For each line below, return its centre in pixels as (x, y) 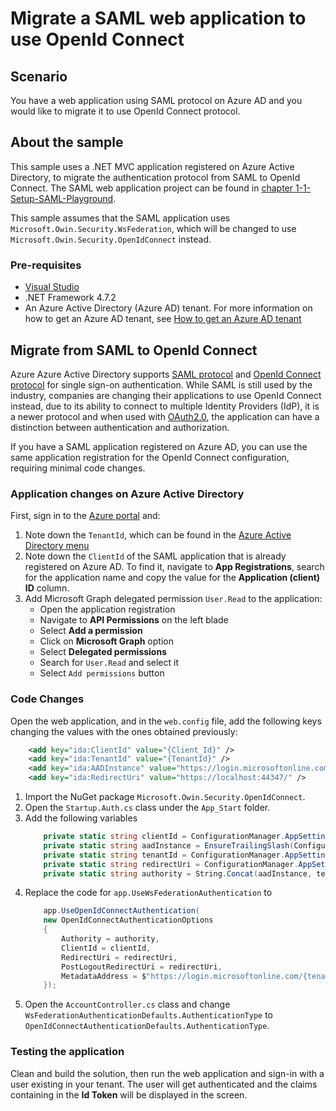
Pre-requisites (46, 265)
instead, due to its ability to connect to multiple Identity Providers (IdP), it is (165, 406)
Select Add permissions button (102, 673)
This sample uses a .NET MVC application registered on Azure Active (152, 166)
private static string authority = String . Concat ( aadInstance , (178, 873)
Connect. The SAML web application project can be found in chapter (152, 188)
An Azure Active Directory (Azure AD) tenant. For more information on (168, 308)
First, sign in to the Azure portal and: (85, 516)
